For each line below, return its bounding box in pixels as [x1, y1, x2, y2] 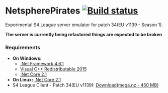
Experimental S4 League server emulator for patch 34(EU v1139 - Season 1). [5, 22, 163, 28]
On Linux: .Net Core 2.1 [12, 77, 61, 83]
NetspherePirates [5, 5, 80, 17]
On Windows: [12, 55, 42, 61]
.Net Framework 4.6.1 [20, 61, 64, 67]
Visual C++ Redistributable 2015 [20, 66, 87, 72]
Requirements [5, 44, 41, 51]
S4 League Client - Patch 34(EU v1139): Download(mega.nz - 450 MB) [12, 82, 159, 88]
